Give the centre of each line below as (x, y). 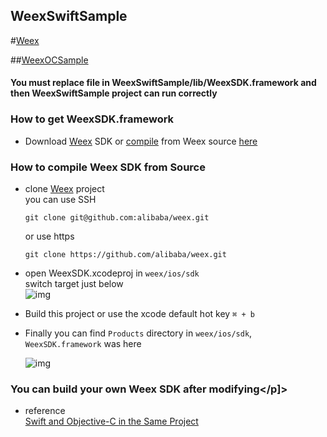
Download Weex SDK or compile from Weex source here (141, 141)
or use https (49, 236)
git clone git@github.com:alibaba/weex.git (117, 218)
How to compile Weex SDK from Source (108, 167)
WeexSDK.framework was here (83, 343)
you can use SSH (60, 199)
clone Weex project (64, 188)
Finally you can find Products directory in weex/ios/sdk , (138, 333)
